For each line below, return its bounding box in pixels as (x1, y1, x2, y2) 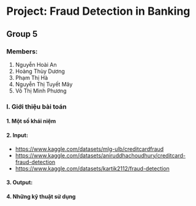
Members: (6, 47, 38, 56)
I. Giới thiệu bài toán (6, 102, 67, 111)
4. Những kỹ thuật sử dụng (6, 193, 76, 200)
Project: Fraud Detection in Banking (6, 4, 190, 18)
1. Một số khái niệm (6, 118, 56, 125)
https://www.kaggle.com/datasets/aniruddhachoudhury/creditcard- (15, 151, 186, 159)
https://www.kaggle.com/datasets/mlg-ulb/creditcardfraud (15, 145, 164, 153)
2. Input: (6, 131, 29, 139)
